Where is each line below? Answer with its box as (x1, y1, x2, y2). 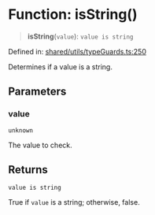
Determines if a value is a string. (8, 61, 113, 72)
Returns (8, 163, 49, 176)
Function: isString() (8, 6, 138, 24)
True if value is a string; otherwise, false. (8, 198, 140, 207)
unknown (8, 126, 34, 135)
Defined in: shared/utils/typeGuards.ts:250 (8, 46, 147, 56)
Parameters (8, 85, 67, 98)
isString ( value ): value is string (27, 32, 134, 41)
